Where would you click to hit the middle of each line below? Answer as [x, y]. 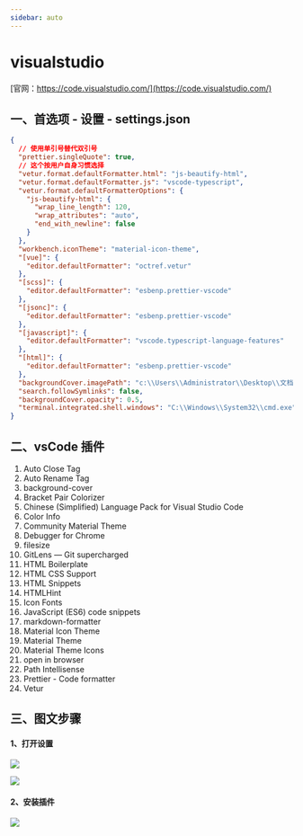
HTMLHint [42, 592]
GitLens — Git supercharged [76, 555]
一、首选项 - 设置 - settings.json [101, 119]
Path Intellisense [53, 669]
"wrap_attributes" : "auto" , [87, 216]
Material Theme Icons [63, 650]
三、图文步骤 [46, 719]
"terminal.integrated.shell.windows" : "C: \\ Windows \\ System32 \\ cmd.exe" [157, 408]
